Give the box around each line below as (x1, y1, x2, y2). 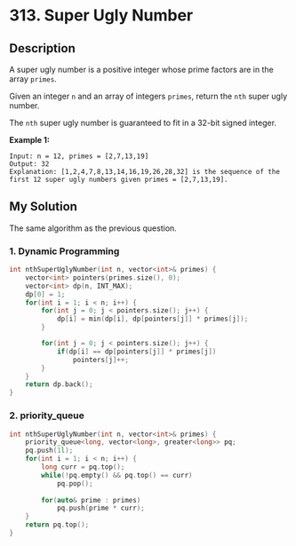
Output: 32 (9, 160, 50, 169)
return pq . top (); (25, 520, 90, 529)
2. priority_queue (9, 409, 84, 422)
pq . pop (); (56, 479, 93, 488)
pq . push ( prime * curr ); (56, 503, 145, 513)
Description (9, 41, 76, 56)
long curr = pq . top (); (41, 463, 125, 471)
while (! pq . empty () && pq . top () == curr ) (41, 471, 193, 479)
